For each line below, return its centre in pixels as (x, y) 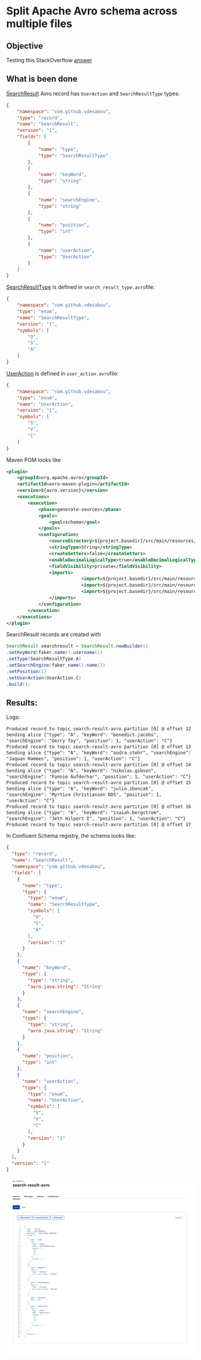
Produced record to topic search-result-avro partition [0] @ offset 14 (99, 765)
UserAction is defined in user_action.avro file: (63, 373)
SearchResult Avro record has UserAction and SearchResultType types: (93, 93)
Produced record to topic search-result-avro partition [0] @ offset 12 (99, 729)
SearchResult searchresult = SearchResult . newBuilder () (77, 646)
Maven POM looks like (34, 460)
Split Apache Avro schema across (92, 11)
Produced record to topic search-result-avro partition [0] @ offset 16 (99, 807)
